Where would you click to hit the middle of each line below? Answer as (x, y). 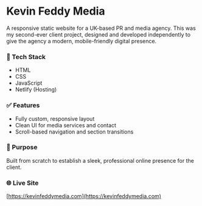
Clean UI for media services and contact (66, 125)
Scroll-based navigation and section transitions (74, 132)
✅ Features (23, 105)
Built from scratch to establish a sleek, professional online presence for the (100, 160)
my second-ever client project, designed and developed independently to (98, 34)
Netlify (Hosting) (36, 90)
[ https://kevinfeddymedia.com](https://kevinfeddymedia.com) (84, 196)
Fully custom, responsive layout (55, 119)
